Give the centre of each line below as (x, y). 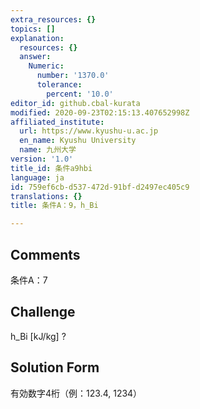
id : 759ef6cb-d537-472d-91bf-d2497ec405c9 (100, 187)
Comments (45, 254)
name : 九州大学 (48, 150)
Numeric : (46, 66)
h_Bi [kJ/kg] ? (38, 336)
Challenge (43, 312)
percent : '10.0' (80, 94)
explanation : (37, 38)
